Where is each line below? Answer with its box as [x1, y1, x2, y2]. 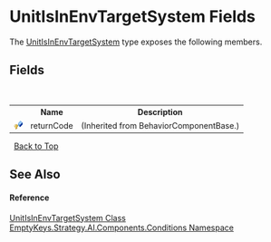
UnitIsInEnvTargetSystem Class [9, 212, 127, 223]
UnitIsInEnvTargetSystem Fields [9, 6, 256, 27]
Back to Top [13, 140, 59, 151]
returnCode [30, 120, 74, 131]
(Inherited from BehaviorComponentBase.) [81, 120, 240, 131]
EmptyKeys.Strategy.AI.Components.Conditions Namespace [9, 222, 234, 233]
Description [137, 107, 183, 118]
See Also [9, 167, 61, 182]
